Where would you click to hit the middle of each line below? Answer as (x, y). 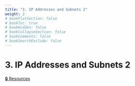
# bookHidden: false (26, 28)
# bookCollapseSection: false (36, 32)
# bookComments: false (28, 37)
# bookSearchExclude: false (33, 41)
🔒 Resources (18, 78)
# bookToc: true (21, 23)
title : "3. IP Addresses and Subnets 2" (46, 9)
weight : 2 (15, 14)
